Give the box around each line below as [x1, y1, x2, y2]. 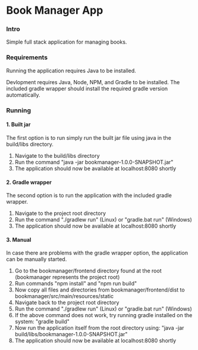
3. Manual [6, 236, 32, 243]
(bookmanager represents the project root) [14, 274, 120, 281]
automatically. [6, 91, 40, 99]
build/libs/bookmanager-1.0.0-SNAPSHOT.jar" [14, 331, 128, 338]
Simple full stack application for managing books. [6, 38, 127, 45]
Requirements [6, 53, 48, 62]
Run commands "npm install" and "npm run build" [14, 280, 137, 287]
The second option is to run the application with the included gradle [6, 192, 172, 199]
